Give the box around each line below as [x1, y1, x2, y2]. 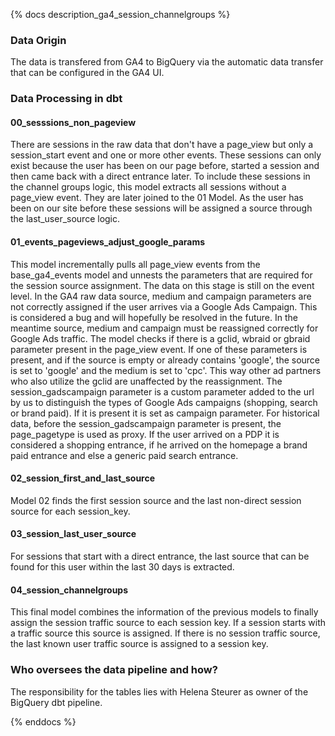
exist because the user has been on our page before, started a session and [10, 160, 320, 172]
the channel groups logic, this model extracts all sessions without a [10, 181, 287, 193]
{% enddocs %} [10, 715, 77, 728]
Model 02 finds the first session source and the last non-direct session [10, 494, 302, 506]
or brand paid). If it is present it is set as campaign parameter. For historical [10, 407, 320, 419]
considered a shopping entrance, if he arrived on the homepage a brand [10, 439, 308, 451]
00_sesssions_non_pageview [10, 116, 137, 128]
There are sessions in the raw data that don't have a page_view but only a [10, 139, 314, 151]
